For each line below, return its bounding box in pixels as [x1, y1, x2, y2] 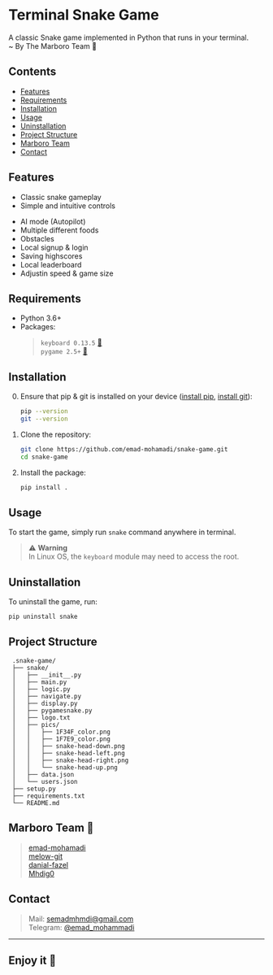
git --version [19, 415, 68, 424]
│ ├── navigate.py [11, 692, 82, 700]
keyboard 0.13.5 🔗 [40, 337, 103, 347]
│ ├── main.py [11, 677, 67, 686]
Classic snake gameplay [19, 192, 102, 202]
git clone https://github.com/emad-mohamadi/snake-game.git [19, 445, 228, 453]
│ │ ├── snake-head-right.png [11, 756, 129, 764]
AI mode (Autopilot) [19, 216, 86, 226]
